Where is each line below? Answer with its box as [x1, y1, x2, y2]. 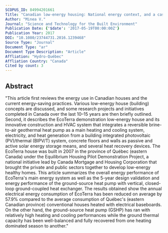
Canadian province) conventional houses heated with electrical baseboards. [5, 201, 162, 207]
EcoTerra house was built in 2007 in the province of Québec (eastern [5, 148, 147, 154]
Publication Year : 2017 [5, 31, 55, 36]
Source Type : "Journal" [5, 40, 55, 45]
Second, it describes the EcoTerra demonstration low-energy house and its [5, 116, 160, 122]
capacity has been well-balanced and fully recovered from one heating [5, 217, 151, 223]
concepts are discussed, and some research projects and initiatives [5, 106, 144, 112]
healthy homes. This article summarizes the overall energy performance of [5, 169, 159, 175]
